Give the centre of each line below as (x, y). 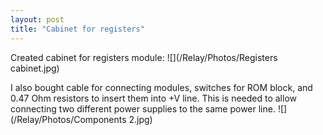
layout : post (37, 19)
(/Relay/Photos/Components (68, 119)
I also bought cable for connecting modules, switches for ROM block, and (161, 87)
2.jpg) (140, 119)
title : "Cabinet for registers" (77, 29)
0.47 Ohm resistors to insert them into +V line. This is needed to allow (154, 98)
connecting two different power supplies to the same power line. (143, 108)
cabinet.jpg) (35, 68)
